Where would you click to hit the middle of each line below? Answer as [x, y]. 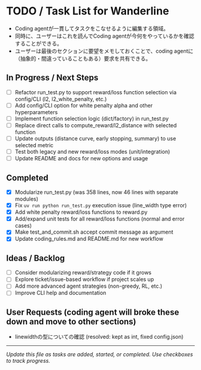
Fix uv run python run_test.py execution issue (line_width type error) [101, 205]
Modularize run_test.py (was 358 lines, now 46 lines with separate [96, 192]
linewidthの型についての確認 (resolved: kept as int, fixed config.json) [99, 337]
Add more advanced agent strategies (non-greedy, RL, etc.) [89, 286]
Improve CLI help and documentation [60, 293]
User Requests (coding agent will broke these [93, 312]
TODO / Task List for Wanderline [88, 11]
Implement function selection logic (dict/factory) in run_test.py [92, 118]
